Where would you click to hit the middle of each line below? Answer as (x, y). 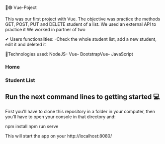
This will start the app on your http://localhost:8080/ (59, 136)
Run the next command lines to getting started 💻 (82, 97)
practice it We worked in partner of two (45, 30)
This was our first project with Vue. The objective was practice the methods (83, 19)
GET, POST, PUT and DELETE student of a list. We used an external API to (81, 24)
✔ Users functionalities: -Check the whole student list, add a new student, (81, 39)
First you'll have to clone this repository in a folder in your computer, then (80, 111)
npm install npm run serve (32, 126)
